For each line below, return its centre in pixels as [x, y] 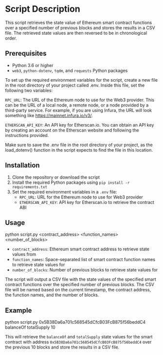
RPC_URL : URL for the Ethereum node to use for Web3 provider [81, 197]
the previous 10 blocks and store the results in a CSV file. [62, 347]
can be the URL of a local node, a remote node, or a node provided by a [77, 105]
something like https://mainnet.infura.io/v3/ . [49, 115]
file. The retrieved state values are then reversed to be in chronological [76, 33]
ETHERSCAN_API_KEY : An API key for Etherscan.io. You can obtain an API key [80, 125]
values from [24, 254]
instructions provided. [27, 135]
